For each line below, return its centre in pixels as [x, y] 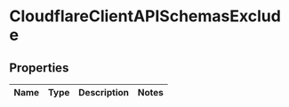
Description [104, 92]
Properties [39, 68]
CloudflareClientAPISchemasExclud [145, 16]
